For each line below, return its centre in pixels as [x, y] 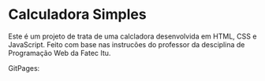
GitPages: [24, 68]
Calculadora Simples [78, 15]
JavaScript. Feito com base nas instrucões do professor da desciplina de [127, 44]
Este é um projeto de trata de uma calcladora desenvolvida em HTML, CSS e [132, 36]
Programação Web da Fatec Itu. [60, 53]
